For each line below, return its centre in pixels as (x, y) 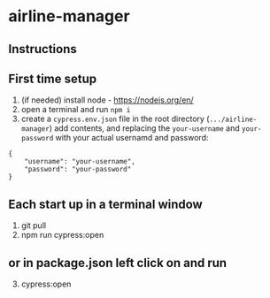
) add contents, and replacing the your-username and (144, 128)
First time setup (53, 78)
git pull (33, 225)
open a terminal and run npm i (76, 110)
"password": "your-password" (78, 170)
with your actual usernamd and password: (132, 138)
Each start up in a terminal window (105, 204)
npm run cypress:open (62, 235)
